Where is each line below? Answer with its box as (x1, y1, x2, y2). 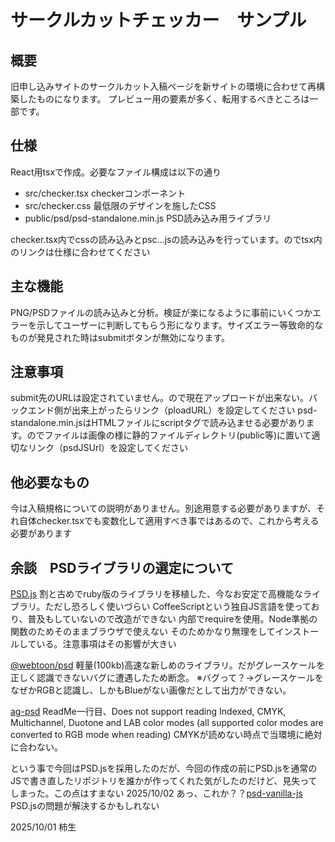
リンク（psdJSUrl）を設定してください (27, 442, 188, 454)
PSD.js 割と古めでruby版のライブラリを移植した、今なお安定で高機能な (10, 588, 303, 600)
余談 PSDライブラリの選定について (10, 559, 234, 576)
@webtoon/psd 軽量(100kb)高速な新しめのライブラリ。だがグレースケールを (10, 659, 326, 671)
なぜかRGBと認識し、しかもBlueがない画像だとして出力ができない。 (10, 684, 292, 696)
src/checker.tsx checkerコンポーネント (24, 187, 187, 199)
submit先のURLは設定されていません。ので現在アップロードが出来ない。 (10, 392, 309, 404)
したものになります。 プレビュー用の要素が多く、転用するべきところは (18, 93, 310, 105)
